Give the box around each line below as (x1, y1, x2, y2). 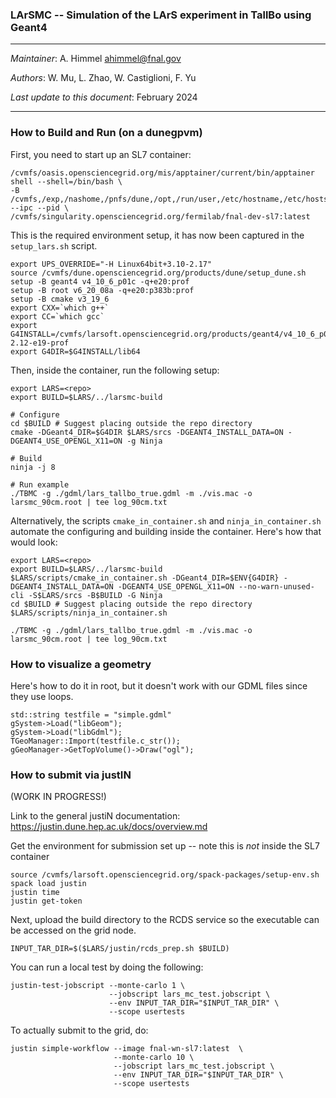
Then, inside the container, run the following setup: (10, 364, 220, 376)
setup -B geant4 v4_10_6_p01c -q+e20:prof (10, 276, 190, 287)
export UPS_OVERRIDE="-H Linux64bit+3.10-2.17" (10, 259, 213, 269)
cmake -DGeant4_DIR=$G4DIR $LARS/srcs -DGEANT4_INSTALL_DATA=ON (10, 427, 284, 437)
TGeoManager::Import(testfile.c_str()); (10, 736, 182, 746)
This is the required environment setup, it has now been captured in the (10, 229, 305, 241)
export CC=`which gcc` (10, 311, 105, 322)
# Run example (10, 479, 70, 490)
